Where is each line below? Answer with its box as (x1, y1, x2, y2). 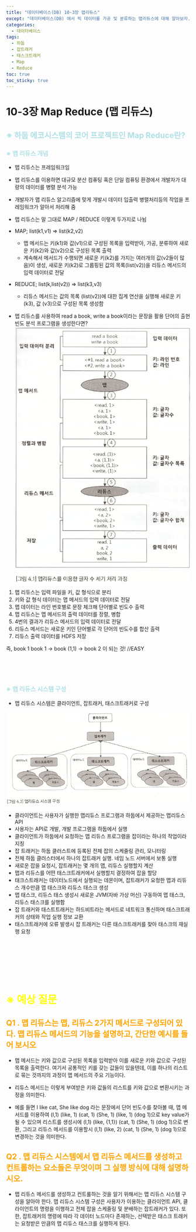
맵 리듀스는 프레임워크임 (14, 164, 70, 171)
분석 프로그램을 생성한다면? (25, 320, 88, 327)
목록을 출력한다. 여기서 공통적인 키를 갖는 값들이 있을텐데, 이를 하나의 (14, 1064, 173, 1071)
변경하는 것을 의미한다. (14, 1133, 67, 1140)
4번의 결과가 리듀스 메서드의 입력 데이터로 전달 (14, 618, 122, 625)
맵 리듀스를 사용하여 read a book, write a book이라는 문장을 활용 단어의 (14, 312, 180, 319)
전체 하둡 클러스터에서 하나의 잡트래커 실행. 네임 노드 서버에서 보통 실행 (14, 855, 177, 862)
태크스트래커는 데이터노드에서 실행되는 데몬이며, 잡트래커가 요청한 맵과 (14, 876, 176, 883)
